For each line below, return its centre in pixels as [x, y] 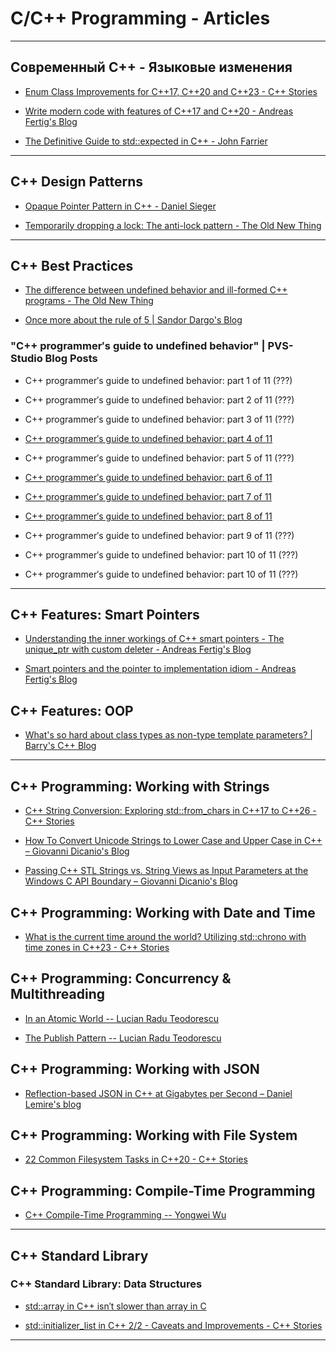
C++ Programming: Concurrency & [121, 978]
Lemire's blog [53, 1104]
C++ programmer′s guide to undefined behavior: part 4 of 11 [148, 438]
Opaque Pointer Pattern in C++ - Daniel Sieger [120, 206]
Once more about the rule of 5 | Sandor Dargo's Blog [133, 320]
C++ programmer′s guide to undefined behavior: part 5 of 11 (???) [159, 458]
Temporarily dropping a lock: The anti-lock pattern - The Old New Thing [173, 225]
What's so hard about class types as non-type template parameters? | [168, 735]
